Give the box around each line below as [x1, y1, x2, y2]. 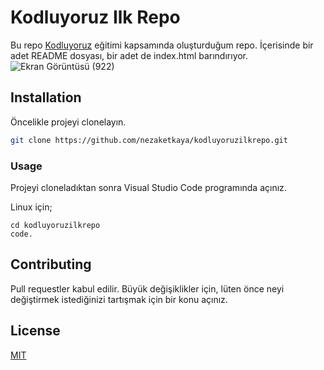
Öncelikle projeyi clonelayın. [10, 116, 127, 128]
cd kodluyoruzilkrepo [10, 220, 101, 230]
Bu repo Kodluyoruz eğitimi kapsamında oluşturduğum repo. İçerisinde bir [10, 39, 314, 51]
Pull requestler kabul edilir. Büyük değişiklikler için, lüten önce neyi [10, 282, 285, 295]
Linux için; [10, 201, 53, 213]
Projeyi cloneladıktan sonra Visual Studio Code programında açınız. [10, 181, 287, 193]
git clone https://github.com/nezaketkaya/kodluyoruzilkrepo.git [10, 135, 288, 145]
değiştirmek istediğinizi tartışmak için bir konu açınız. [10, 293, 228, 305]
